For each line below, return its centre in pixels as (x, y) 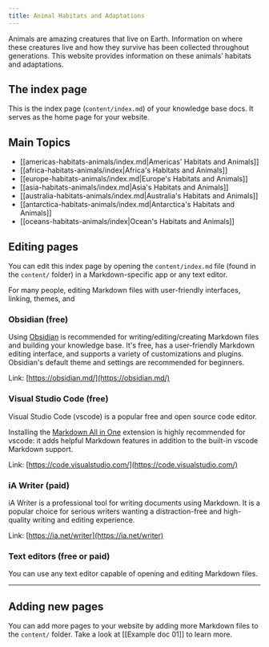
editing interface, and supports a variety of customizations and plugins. (126, 354)
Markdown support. (41, 449)
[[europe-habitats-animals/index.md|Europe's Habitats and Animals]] (134, 179)
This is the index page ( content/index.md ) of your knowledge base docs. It (131, 108)
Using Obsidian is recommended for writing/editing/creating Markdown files (134, 337)
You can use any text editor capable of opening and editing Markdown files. (133, 574)
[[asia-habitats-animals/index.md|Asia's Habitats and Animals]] (124, 187)
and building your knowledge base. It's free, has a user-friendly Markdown (131, 345)
